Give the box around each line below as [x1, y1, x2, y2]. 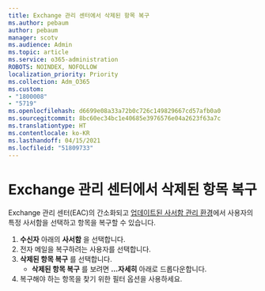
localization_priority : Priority [8, 70, 119, 78]
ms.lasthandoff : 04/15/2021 [8, 136, 101, 145]
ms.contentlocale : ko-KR [8, 129, 90, 137]
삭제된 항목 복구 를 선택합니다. [19, 255, 112, 264]
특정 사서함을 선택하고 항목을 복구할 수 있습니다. [8, 218, 157, 228]
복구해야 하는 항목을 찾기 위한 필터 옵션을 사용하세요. [19, 274, 183, 284]
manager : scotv [8, 33, 59, 42]
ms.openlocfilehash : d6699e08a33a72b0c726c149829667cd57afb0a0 [8, 108, 221, 115]
